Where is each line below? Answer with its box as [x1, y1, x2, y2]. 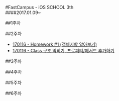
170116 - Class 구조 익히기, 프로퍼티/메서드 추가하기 [12, 48, 114, 53]
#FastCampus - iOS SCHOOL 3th [5, 5, 74, 10]
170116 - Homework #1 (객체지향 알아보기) [12, 41, 97, 47]
